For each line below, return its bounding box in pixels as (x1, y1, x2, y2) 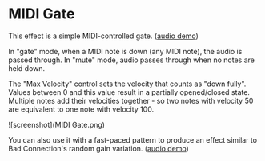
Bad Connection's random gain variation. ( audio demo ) (8, 143, 190, 153)
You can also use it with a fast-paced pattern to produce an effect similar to (8, 135, 258, 144)
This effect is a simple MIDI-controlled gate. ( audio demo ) (8, 31, 199, 41)
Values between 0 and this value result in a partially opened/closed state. (8, 87, 251, 96)
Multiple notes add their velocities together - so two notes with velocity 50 (8, 96, 254, 105)
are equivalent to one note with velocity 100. (8, 104, 155, 114)
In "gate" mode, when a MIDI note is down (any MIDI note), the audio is (8, 46, 243, 56)
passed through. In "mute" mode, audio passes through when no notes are (8, 55, 255, 65)
